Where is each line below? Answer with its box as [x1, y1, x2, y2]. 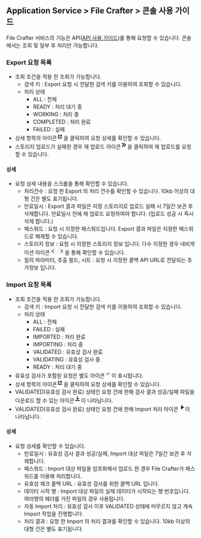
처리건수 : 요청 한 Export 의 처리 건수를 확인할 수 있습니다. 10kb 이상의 [23, 187, 189, 195]
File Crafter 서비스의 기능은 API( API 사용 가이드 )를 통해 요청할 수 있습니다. [6, 34, 181, 41]
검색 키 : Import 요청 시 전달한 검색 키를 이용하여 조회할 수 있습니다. [23, 303, 182, 310]
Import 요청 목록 [6, 281, 52, 289]
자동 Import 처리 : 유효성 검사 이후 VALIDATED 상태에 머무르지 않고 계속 [23, 502, 193, 510]
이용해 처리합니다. [40, 472, 82, 480]
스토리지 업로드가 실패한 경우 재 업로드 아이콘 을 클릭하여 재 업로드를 [14, 143, 181, 151]
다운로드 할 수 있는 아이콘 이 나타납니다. [14, 396, 113, 404]
